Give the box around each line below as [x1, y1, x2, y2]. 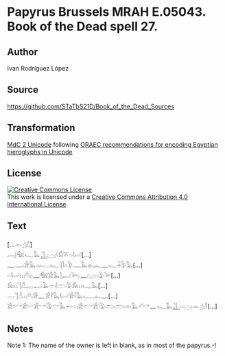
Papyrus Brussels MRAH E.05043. [7, 4, 206, 20]
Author [7, 46, 38, 58]
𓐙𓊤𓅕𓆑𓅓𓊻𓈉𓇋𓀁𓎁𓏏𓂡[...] [7, 251, 91, 259]
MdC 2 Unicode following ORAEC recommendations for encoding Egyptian [7, 140, 218, 148]
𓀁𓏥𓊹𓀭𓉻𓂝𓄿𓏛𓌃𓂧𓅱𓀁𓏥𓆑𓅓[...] [7, 282, 108, 290]
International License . [7, 200, 69, 209]
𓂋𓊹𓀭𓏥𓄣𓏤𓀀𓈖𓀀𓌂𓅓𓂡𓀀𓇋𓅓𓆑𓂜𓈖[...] [7, 292, 118, 300]
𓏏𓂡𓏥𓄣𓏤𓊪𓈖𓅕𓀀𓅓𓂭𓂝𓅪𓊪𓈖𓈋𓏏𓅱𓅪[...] [7, 272, 121, 280]
